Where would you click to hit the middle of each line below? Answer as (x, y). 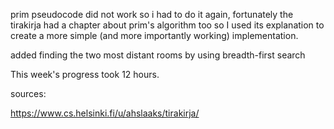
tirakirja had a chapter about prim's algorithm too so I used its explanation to (167, 25)
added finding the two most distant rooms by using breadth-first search (158, 55)
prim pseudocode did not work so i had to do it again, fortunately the (152, 14)
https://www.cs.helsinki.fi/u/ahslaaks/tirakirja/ (105, 113)
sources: (28, 93)
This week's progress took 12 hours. (85, 74)
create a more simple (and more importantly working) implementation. (154, 35)
